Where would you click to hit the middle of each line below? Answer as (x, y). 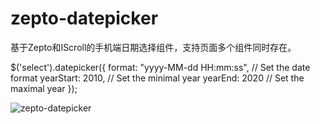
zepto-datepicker (84, 18)
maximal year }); (44, 88)
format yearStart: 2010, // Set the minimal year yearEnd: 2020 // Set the (157, 78)
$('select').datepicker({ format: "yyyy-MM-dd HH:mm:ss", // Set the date (160, 67)
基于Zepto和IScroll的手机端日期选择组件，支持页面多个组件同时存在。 (153, 47)
